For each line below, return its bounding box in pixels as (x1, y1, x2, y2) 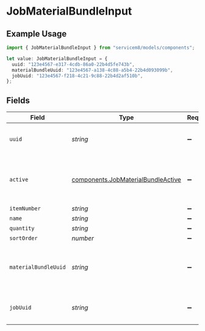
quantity (9, 225, 35, 232)
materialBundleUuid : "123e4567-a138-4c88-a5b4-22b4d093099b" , (12, 67, 173, 73)
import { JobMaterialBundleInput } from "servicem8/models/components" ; (6, 44, 195, 51)
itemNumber (9, 205, 41, 212)
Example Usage (6, 29, 67, 39)
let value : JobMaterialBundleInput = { (6, 55, 108, 62)
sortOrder (9, 235, 38, 242)
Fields (6, 95, 31, 105)
